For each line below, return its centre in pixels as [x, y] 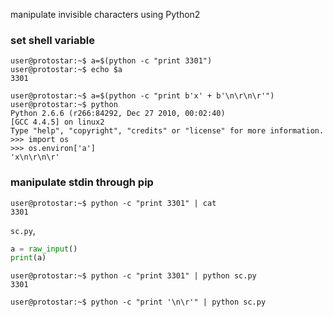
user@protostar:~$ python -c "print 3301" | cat [113, 203]
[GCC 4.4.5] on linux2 [57, 122]
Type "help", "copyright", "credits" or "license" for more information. [167, 131]
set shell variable [52, 40]
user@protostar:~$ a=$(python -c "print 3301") [111, 61]
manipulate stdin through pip [82, 182]
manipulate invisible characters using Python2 [105, 14]
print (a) [28, 258]
